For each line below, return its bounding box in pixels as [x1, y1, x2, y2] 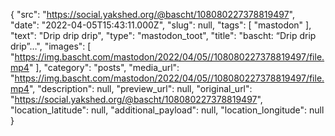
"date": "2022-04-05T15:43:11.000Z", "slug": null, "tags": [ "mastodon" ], [10, 19, 312, 31]
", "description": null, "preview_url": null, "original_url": [28, 83, 253, 94]
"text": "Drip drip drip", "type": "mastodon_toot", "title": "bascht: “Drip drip [10, 30, 317, 41]
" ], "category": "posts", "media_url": [28, 62, 180, 73]
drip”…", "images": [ [10, 40, 92, 52]
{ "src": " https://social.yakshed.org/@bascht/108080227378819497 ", [10, 9, 296, 20]
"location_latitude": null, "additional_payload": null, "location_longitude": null [10, 104, 325, 116]
